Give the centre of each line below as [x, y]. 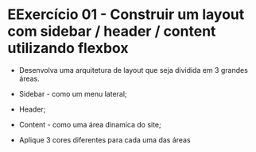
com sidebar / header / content [112, 31]
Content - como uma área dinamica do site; [90, 124]
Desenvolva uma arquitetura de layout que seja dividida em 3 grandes [133, 70]
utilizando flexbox [68, 48]
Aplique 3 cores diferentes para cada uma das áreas [105, 139]
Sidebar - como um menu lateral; [73, 93]
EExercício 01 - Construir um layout [126, 15]
